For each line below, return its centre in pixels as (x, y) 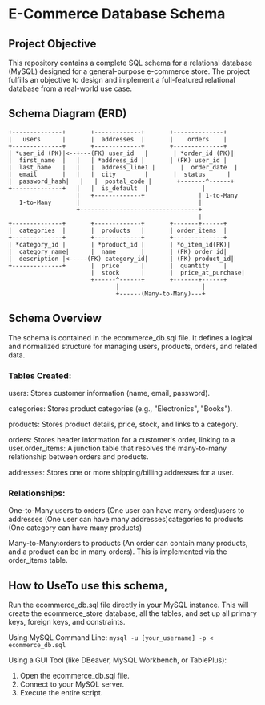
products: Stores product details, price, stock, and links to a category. (123, 424)
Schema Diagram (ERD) (68, 114)
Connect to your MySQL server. (72, 684)
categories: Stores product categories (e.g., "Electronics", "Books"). (120, 408)
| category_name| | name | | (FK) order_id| (118, 251)
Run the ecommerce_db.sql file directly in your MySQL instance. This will (128, 605)
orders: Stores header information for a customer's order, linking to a (122, 439)
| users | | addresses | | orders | (118, 139)
